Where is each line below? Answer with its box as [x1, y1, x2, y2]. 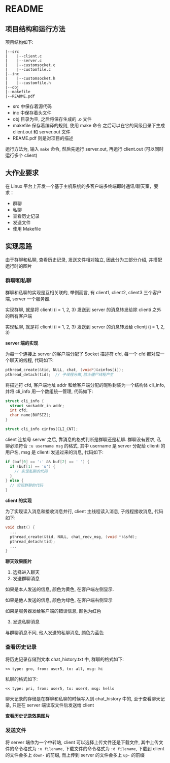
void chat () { [5, 525, 36, 530]
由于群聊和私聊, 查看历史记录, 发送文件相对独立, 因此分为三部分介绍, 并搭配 [5, 257, 162, 263]
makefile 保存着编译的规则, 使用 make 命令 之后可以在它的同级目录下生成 [12, 123, 165, 128]
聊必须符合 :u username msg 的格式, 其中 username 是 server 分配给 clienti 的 [5, 442, 165, 448]
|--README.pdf [5, 94, 36, 99]
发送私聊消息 [12, 619, 40, 625]
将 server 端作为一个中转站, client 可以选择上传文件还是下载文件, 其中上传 [5, 739, 159, 745]
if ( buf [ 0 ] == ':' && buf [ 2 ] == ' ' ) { [5, 459, 90, 464]
